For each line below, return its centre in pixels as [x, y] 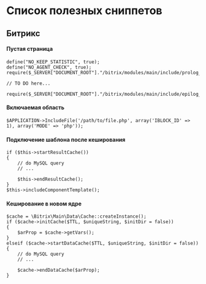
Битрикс [23, 33]
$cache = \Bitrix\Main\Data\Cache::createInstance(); [77, 217]
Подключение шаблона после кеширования [66, 139]
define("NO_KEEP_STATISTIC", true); [53, 62]
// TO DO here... [29, 83]
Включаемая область [36, 107]
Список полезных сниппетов [84, 11]
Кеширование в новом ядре [44, 204]
